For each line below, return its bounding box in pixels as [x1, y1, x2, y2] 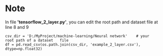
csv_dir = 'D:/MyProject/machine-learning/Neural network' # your [5, 34, 150, 38]
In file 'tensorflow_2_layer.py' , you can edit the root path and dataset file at [5, 19, 158, 25]
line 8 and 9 [5, 24, 29, 30]
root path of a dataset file [5, 37, 69, 43]
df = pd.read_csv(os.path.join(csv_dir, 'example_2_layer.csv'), [5, 42, 141, 47]
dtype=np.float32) [5, 46, 42, 51]
